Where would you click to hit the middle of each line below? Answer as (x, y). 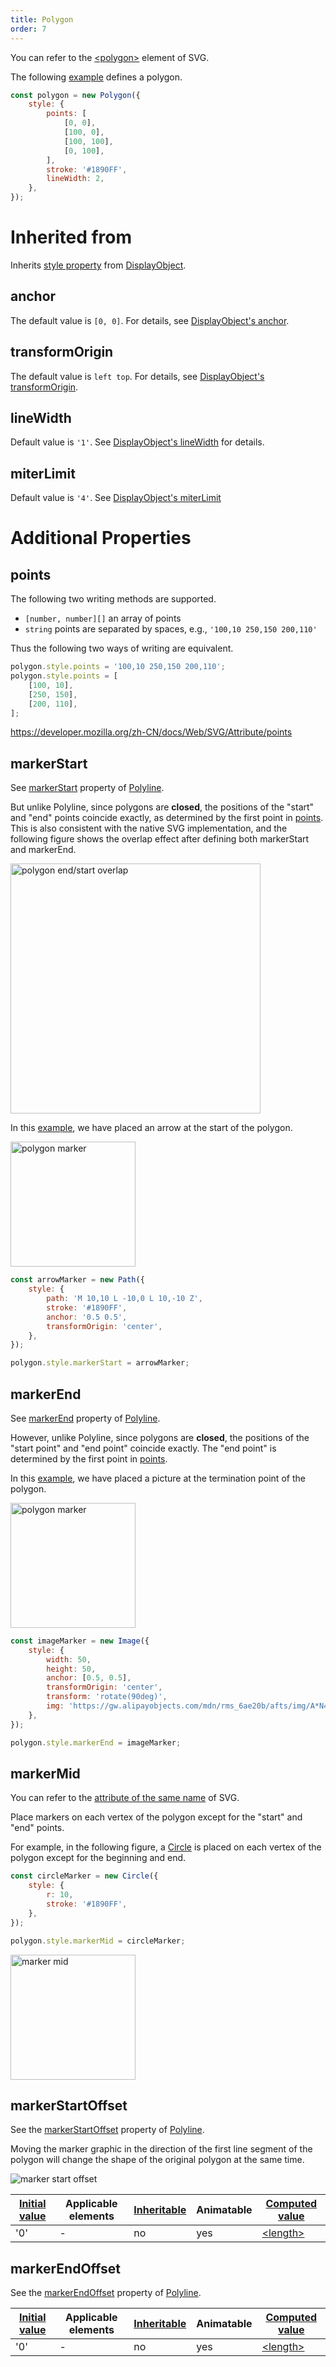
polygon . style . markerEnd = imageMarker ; (96, 1742)
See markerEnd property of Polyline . (85, 1418)
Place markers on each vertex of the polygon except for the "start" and (156, 1817)
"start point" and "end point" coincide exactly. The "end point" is (143, 1448)
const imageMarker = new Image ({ (80, 1641)
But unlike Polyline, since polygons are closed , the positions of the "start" (162, 807)
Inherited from (71, 237)
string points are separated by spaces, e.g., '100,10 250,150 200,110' (171, 629)
